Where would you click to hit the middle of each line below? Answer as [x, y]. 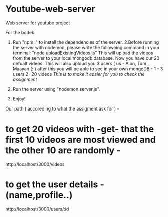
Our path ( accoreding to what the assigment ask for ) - [62, 108]
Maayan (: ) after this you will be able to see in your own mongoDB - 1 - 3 [88, 69]
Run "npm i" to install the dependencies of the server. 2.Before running [86, 42]
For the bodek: [20, 32]
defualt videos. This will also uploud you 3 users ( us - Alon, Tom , [81, 63]
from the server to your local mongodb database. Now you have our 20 [86, 58]
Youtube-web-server [50, 9]
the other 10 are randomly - [63, 150]
